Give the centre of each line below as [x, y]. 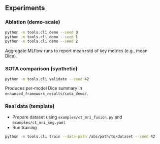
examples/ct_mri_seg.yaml [39, 122]
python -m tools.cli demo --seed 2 [42, 41]
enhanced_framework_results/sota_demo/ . [47, 93]
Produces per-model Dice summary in [44, 88]
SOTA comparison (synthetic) [41, 69]
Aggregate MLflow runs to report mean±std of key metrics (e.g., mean [76, 51]
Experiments [25, 8]
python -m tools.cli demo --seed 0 [42, 32]
